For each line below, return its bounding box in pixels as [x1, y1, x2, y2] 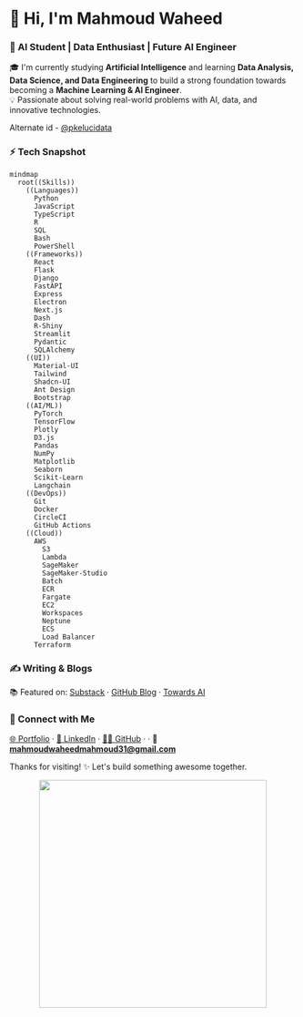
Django [33, 273, 59, 282]
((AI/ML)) [25, 401, 64, 410]
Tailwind [33, 369, 67, 378]
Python [33, 193, 59, 203]
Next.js [33, 305, 64, 314]
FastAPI [33, 282, 64, 291]
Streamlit [33, 329, 71, 338]
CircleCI [33, 512, 67, 522]
